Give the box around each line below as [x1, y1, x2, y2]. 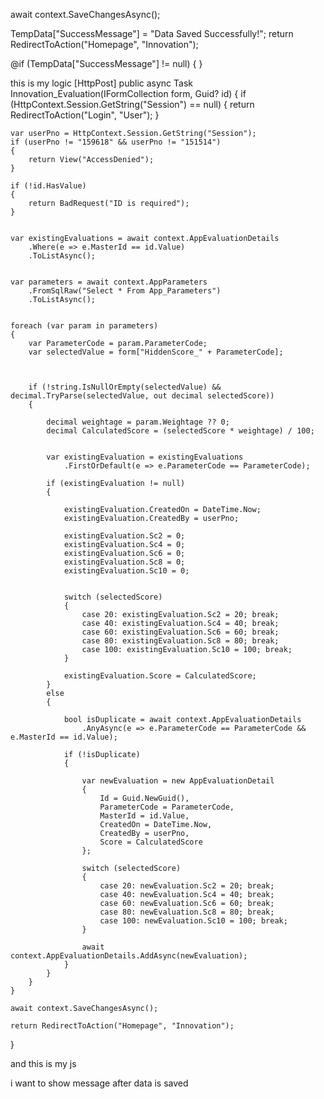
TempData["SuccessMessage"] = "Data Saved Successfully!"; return [10, 28, 294, 39]
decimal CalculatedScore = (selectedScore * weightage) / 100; [46, 426, 315, 436]
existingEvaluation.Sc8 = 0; [63, 557, 186, 567]
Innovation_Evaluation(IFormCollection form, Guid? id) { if [10, 88, 247, 99]
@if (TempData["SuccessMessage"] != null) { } [10, 58, 203, 69]
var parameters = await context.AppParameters [10, 277, 208, 287]
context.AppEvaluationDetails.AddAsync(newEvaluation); [10, 951, 248, 961]
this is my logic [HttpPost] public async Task [10, 77, 193, 89]
